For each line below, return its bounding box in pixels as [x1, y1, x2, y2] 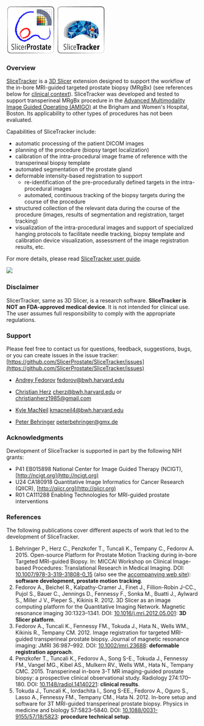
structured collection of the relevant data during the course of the [15, 204, 180, 212]
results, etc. [15, 243, 45, 251]
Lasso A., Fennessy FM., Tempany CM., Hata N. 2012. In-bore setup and [15, 694, 197, 701]
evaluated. [6, 116, 33, 124]
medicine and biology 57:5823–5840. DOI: [15, 707, 122, 714]
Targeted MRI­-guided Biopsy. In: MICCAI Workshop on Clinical [15, 558, 172, 565]
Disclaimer [6, 283, 39, 291]
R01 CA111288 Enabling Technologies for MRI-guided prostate [15, 491, 170, 498]
